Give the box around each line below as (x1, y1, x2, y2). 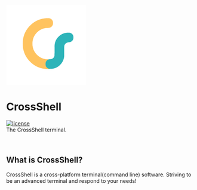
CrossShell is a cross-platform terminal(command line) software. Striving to (6, 171, 192, 178)
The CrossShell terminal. (6, 126, 67, 133)
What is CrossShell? (6, 155, 83, 166)
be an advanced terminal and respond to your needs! (6, 177, 137, 184)
